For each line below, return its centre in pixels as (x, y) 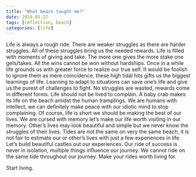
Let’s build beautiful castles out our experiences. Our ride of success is (92, 144)
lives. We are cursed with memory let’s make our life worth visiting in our (94, 119)
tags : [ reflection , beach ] (39, 22)
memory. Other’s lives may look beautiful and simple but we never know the (97, 125)
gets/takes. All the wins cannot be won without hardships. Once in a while (95, 63)
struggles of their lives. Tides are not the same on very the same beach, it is (97, 132)
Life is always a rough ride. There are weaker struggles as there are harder (96, 45)
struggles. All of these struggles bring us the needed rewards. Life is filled (95, 51)
